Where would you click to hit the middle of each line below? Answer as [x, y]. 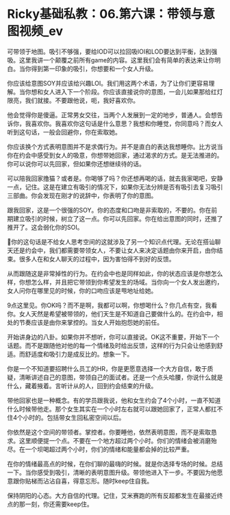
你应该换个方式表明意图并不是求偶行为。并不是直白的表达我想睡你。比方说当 [115, 146]
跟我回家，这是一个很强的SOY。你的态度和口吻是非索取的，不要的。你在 [109, 210]
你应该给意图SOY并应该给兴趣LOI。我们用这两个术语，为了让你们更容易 [108, 83]
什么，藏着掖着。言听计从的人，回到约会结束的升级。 [82, 385]
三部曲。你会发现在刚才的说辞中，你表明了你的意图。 [82, 195]
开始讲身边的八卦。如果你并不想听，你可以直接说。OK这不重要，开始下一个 [114, 337]
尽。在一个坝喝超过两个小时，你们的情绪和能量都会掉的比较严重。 [100, 449]
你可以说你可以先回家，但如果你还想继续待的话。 [76, 164]
